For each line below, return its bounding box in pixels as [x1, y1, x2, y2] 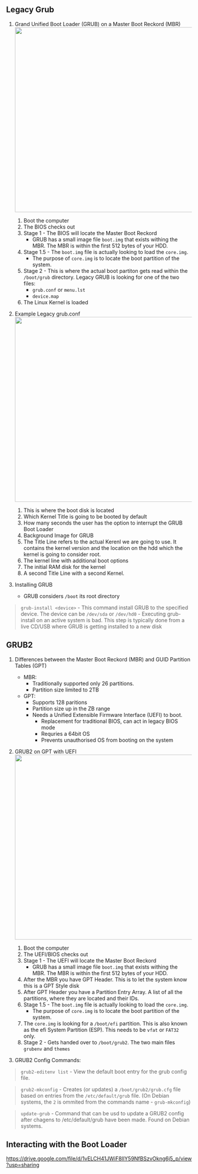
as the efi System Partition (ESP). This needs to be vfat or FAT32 [23, 1026, 179, 1033]
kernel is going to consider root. [23, 551, 101, 558]
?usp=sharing [6, 1162, 39, 1169]
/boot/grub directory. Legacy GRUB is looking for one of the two [23, 274, 180, 281]
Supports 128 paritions [32, 699, 87, 706]
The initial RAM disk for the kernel [23, 563, 106, 570]
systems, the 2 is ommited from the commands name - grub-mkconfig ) [20, 1098, 191, 1105]
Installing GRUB [14, 581, 53, 588]
